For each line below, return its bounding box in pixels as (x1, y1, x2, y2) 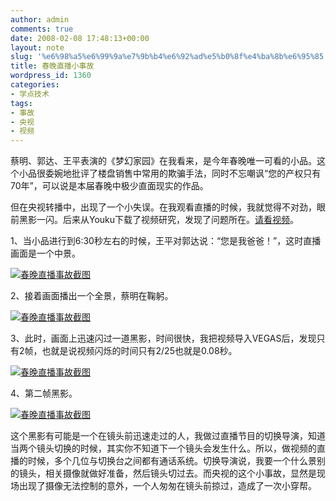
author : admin (10, 14, 70, 25)
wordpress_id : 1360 (10, 71, 92, 81)
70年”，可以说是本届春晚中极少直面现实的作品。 (10, 180, 209, 192)
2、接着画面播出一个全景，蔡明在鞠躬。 (10, 290, 174, 302)
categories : (10, 80, 60, 90)
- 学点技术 (10, 89, 50, 99)
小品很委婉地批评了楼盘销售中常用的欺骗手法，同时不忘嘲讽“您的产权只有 (18, 167, 322, 180)
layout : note (10, 42, 65, 53)
